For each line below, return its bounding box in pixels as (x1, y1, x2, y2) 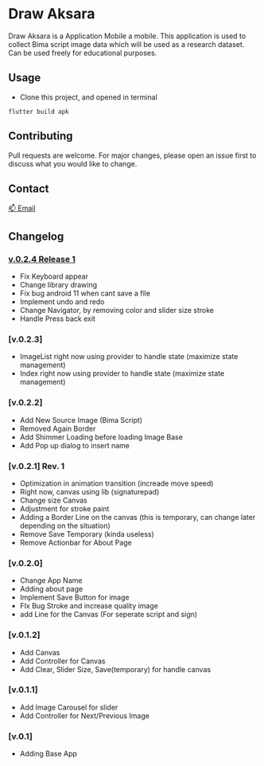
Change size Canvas (19, 495, 87, 505)
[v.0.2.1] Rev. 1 (8, 460, 65, 471)
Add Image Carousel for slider (19, 702, 118, 712)
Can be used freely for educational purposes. (8, 48, 157, 57)
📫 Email (8, 204, 36, 213)
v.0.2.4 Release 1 (8, 253, 76, 264)
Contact (8, 182, 49, 195)
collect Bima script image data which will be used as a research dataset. (8, 39, 245, 49)
